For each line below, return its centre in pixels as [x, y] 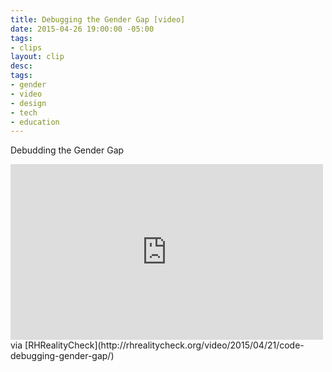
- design [28, 103]
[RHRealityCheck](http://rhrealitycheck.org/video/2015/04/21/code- [164, 345]
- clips [26, 47]
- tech [24, 112]
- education [35, 122]
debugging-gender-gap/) [62, 356]
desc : [21, 66]
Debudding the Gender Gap [67, 150]
